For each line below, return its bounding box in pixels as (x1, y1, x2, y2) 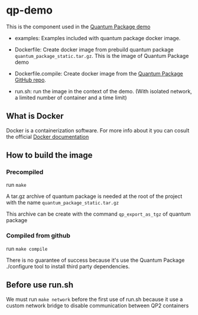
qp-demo (6, 4, 53, 17)
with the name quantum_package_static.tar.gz (6, 199, 119, 206)
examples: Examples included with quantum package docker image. (14, 34, 181, 41)
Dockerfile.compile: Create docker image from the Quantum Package (14, 70, 183, 77)
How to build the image (6, 150, 93, 160)
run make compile (6, 245, 48, 252)
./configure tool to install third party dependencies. (6, 262, 130, 269)
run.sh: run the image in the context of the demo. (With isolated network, (14, 87, 192, 95)
